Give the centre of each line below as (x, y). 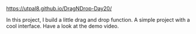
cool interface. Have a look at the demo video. (63, 26)
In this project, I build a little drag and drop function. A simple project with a (98, 20)
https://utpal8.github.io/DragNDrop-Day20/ (59, 8)
